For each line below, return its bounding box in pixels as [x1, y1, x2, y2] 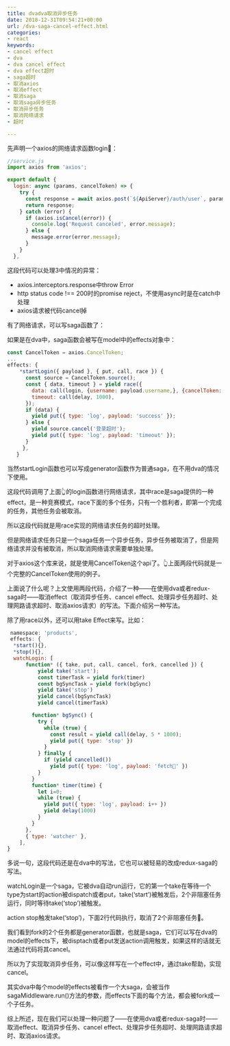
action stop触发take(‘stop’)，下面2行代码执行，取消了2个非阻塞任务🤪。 [7, 914, 207, 922]
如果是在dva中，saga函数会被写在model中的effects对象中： [7, 335, 177, 343]
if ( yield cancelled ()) [43, 756, 112, 764]
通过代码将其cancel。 [12, 945, 74, 954]
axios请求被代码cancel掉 [16, 306, 88, 314]
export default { [7, 176, 57, 184]
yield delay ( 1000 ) [43, 808, 97, 814]
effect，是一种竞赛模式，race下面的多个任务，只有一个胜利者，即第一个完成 [7, 498, 222, 506]
